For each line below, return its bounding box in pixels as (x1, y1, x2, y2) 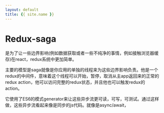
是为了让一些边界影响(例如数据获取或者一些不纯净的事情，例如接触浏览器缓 (5, 50, 159, 56)
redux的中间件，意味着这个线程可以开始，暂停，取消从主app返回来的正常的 (5, 73, 160, 79)
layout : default (5, 7, 39, 12)
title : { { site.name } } (5, 12, 55, 17)
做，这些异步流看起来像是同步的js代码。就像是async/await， (5, 102, 129, 108)
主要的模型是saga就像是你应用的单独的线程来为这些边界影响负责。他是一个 (5, 67, 159, 73)
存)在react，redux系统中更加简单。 (5, 56, 77, 62)
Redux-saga (5, 33, 56, 45)
